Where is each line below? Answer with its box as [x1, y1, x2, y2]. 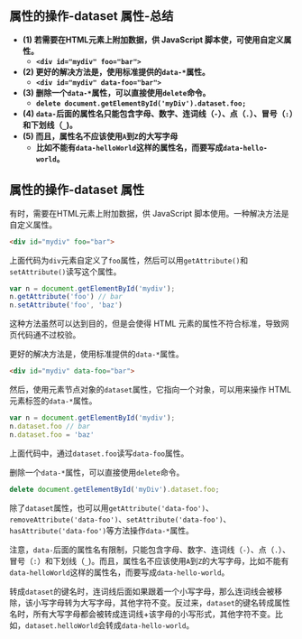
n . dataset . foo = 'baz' [9, 430, 95, 440]
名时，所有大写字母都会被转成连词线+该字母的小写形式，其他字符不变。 [9, 608, 276, 619]
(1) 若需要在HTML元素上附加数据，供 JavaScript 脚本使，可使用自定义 [22, 34, 284, 45]
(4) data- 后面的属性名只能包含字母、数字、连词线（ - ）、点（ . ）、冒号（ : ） [22, 107, 294, 119]
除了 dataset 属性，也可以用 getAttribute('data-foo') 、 [9, 502, 214, 513]
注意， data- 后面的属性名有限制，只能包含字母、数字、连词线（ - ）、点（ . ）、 [9, 544, 291, 555]
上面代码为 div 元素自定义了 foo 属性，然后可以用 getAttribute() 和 [9, 255, 249, 265]
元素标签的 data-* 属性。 [9, 395, 97, 406]
